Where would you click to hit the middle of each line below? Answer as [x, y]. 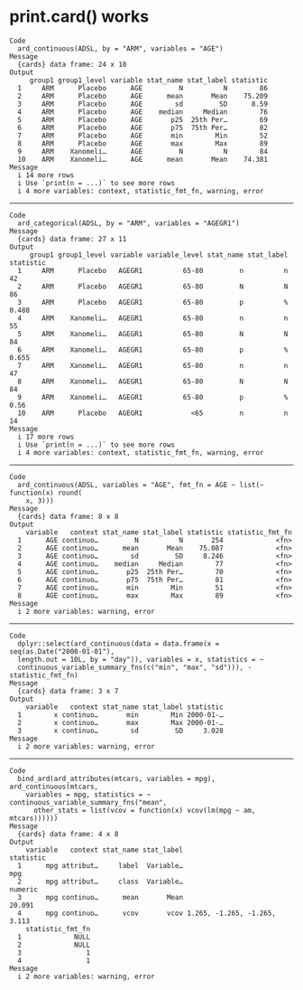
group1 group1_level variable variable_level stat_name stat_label [159, 255]
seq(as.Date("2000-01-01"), [62, 651]
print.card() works [79, 17]
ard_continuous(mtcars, [54, 787]
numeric [24, 889]
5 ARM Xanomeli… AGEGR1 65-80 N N [153, 334]
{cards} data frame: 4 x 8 [68, 834]
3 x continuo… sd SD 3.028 [120, 731]
